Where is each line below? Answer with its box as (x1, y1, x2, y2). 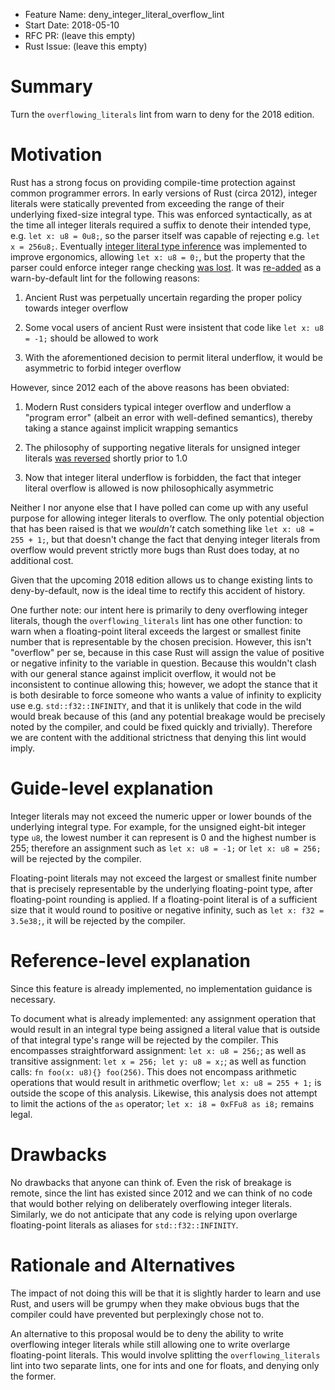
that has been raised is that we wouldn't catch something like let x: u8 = (10, 522, 315, 534)
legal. (10, 1108, 33, 1120)
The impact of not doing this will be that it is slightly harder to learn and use (10, 1287, 322, 1299)
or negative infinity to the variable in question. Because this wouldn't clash (10, 657, 317, 669)
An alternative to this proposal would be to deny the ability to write (10, 1327, 284, 1339)
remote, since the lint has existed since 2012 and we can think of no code (10, 1187, 313, 1199)
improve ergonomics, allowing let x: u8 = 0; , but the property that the (10, 250, 306, 263)
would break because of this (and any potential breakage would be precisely (10, 710, 326, 722)
